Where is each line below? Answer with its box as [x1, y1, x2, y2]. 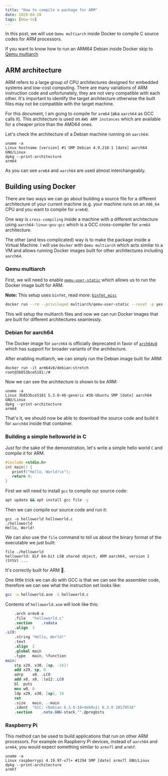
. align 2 [14, 644, 35, 649]
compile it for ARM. [5, 450, 45, 456]
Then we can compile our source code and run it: [5, 507, 107, 513]
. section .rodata [14, 620, 57, 625]
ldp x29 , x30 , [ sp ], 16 [14, 691, 64, 696]
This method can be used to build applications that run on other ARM [5, 733, 148, 739]
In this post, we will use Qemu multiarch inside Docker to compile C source [5, 31, 159, 37]
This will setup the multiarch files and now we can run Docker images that [5, 311, 158, 317]
